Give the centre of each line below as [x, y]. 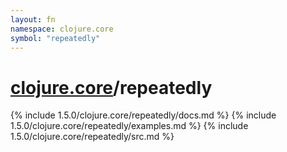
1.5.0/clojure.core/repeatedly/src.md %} [92, 137]
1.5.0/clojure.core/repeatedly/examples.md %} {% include [129, 126]
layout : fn [33, 19]
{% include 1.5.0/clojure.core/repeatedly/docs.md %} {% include [143, 115]
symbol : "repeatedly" [55, 38]
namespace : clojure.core [62, 29]
